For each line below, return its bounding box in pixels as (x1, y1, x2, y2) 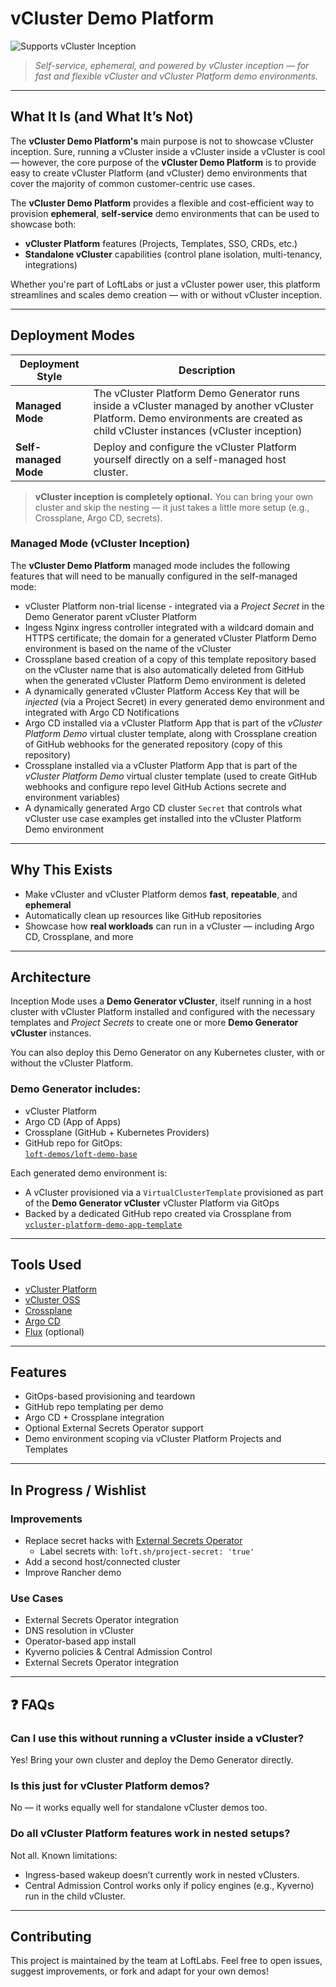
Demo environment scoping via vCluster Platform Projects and (24, 1433, 282, 1445)
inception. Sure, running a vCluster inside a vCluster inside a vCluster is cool (10, 145, 326, 157)
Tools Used (10, 1257, 82, 1274)
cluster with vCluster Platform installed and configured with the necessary (10, 1006, 316, 1018)
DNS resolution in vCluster (24, 1625, 135, 1637)
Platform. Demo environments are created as (93, 411, 303, 425)
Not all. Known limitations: (10, 1849, 118, 1861)
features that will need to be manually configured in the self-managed (10, 570, 298, 582)
